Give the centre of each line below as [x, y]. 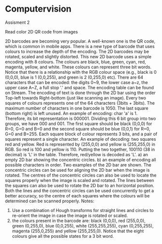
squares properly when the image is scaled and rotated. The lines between [80, 180]
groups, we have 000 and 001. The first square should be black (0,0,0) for [79, 123]
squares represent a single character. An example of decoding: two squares [81, 139]
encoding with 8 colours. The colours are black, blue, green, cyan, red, [75, 62]
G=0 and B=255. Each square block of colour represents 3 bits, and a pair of [81, 134]
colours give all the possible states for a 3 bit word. [63, 236]
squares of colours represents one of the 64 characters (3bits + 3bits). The [80, 103]
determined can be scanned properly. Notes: [50, 201]
